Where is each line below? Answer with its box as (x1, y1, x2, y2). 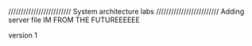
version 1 (8, 31, 38, 40)
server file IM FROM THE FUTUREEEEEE (8, 15, 141, 25)
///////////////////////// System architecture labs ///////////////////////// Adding (8, 7, 245, 16)
